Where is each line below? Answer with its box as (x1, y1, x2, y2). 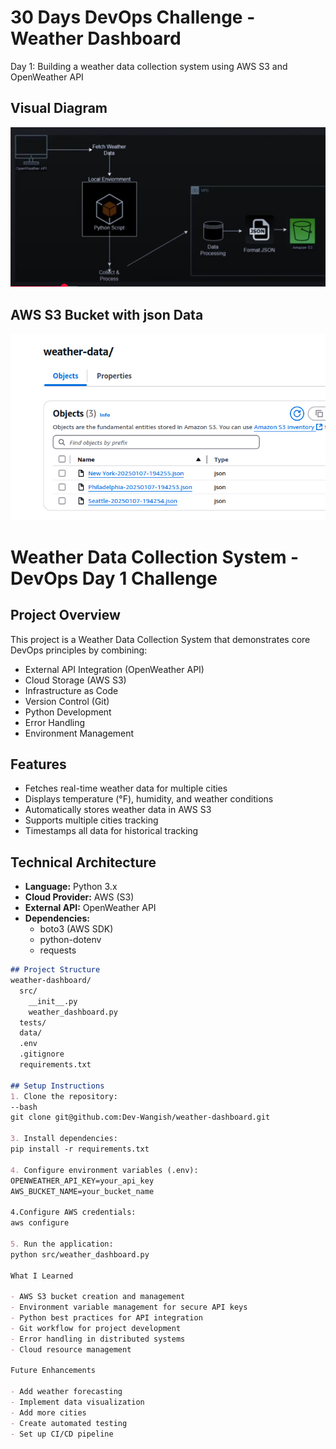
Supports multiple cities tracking (24, 814, 159, 826)
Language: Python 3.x (24, 881, 118, 893)
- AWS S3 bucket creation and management (10, 1292, 186, 1302)
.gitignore (19, 1049, 65, 1060)
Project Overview (10, 607, 121, 624)
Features (10, 756, 67, 773)
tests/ (19, 1017, 47, 1028)
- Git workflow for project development (10, 1323, 182, 1333)
